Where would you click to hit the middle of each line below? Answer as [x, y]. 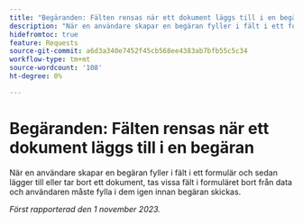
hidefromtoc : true [44, 34]
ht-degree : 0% [36, 76]
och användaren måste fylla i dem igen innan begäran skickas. [125, 192]
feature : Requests [44, 43]
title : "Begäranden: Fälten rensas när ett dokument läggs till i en [143, 18]
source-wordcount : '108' [56, 68]
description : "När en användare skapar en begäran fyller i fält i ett [147, 26]
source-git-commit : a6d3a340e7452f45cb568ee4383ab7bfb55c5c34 [129, 51]
